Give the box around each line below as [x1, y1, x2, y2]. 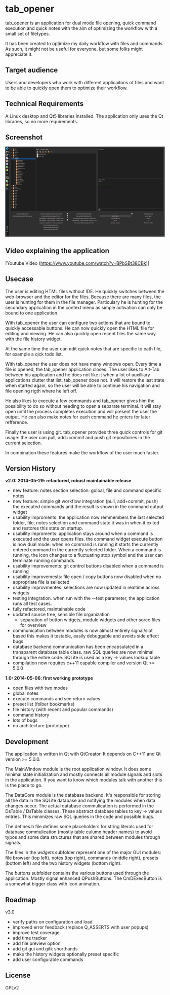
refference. [5, 419, 29, 425]
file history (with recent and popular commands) [12, 706, 113, 713]
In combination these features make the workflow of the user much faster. [5, 449, 160, 455]
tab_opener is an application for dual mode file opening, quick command [5, 20, 156, 26]
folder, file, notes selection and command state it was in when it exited [12, 520, 159, 526]
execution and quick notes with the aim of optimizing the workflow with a [5, 25, 158, 31]
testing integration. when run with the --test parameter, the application [12, 595, 160, 601]
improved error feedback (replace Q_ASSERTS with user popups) [12, 924, 149, 930]
